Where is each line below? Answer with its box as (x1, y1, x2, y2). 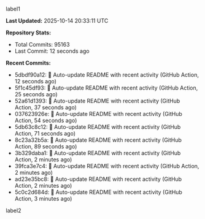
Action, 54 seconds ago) (14, 117, 77, 124)
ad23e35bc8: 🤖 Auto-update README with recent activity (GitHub (14, 175, 182, 183)
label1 (6, 6, 21, 12)
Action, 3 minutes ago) (14, 195, 72, 202)
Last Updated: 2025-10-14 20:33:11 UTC (6, 17, 109, 24)
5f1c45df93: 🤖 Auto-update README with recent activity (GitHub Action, (14, 84, 198, 91)
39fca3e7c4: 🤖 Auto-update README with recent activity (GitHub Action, (14, 163, 199, 169)
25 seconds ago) (14, 91, 58, 98)
